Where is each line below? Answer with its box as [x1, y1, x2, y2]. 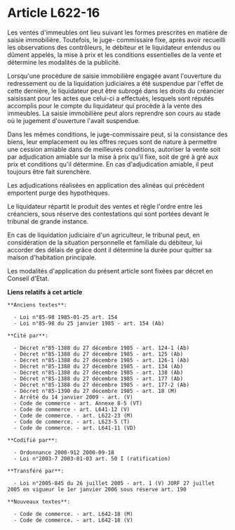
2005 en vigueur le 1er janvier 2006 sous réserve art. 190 [7, 486, 187, 493]
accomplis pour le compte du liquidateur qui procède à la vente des [7, 101, 202, 110]
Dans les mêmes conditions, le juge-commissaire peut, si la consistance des [7, 130, 228, 138]
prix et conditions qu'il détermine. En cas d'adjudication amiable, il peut [7, 160, 214, 168]
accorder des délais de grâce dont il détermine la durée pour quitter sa [7, 245, 212, 254]
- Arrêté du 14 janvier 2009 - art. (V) [13, 394, 133, 401]
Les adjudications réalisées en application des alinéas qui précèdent [7, 181, 205, 189]
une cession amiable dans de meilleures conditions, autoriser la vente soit [7, 145, 221, 153]
